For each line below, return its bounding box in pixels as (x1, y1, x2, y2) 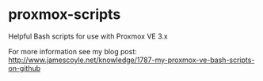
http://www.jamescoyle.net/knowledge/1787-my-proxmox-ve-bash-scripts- (8, 55, 255, 64)
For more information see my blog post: (8, 46, 137, 56)
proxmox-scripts (8, 6, 121, 24)
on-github (8, 63, 41, 72)
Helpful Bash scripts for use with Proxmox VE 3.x (8, 31, 168, 41)
